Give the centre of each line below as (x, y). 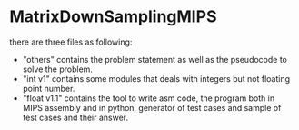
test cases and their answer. (75, 117)
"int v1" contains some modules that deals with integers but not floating (156, 78)
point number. (49, 88)
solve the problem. (58, 69)
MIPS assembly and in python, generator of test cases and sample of (152, 107)
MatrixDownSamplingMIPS (113, 17)
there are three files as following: (71, 42)
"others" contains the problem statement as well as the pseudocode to (155, 59)
